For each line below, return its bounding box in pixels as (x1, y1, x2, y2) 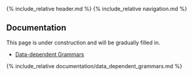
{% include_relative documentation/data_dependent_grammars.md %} (6, 62, 183, 69)
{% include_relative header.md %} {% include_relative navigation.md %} (6, 5, 188, 12)
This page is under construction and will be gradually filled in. (6, 39, 160, 46)
